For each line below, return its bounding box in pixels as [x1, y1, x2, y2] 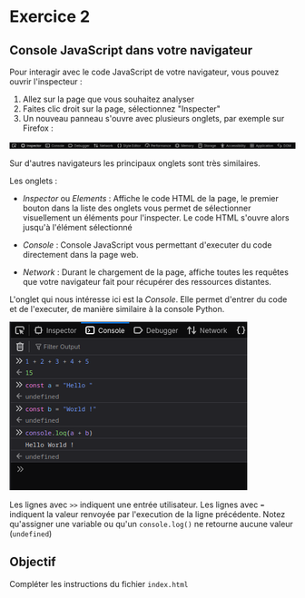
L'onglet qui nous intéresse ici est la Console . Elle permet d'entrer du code [9, 294, 288, 305]
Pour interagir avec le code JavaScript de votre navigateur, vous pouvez [9, 66, 280, 77]
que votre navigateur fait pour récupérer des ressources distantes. [22, 277, 272, 287]
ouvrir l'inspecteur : [9, 76, 84, 87]
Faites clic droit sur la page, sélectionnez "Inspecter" [22, 103, 221, 114]
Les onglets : [9, 175, 58, 186]
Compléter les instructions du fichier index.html [9, 578, 189, 589]
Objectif [9, 554, 56, 570]
